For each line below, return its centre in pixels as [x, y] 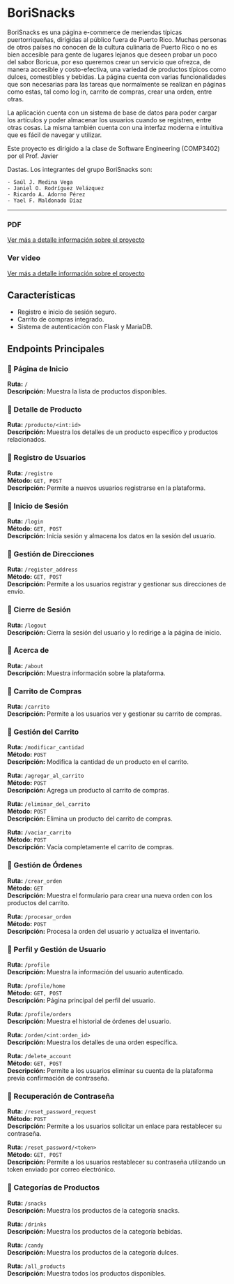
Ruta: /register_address [42, 569]
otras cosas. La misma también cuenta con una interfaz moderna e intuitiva [115, 127]
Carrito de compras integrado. [61, 319]
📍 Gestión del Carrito [43, 732]
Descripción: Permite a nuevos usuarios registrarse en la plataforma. [107, 488]
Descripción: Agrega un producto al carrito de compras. [88, 791]
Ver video [24, 258]
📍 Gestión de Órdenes [45, 865]
